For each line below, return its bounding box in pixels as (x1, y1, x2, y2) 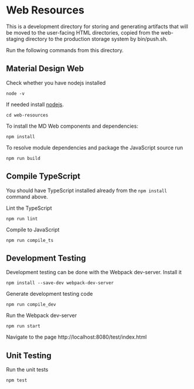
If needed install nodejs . (6, 101, 64, 108)
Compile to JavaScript (6, 226, 60, 233)
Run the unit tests (6, 366, 49, 373)
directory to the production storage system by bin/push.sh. (25, 35, 168, 42)
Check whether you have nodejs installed (6, 79, 106, 86)
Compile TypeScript (6, 171, 81, 182)
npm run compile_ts (6, 237, 54, 243)
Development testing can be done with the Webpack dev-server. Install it (6, 269, 182, 276)
